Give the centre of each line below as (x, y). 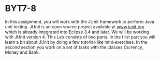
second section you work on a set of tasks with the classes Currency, (74, 47)
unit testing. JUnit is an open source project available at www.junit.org (75, 26)
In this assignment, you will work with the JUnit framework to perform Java (80, 22)
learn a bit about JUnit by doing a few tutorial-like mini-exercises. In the (76, 42)
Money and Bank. (22, 52)
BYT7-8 (21, 8)
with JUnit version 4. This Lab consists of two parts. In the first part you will (80, 37)
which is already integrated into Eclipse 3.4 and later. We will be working (77, 32)
